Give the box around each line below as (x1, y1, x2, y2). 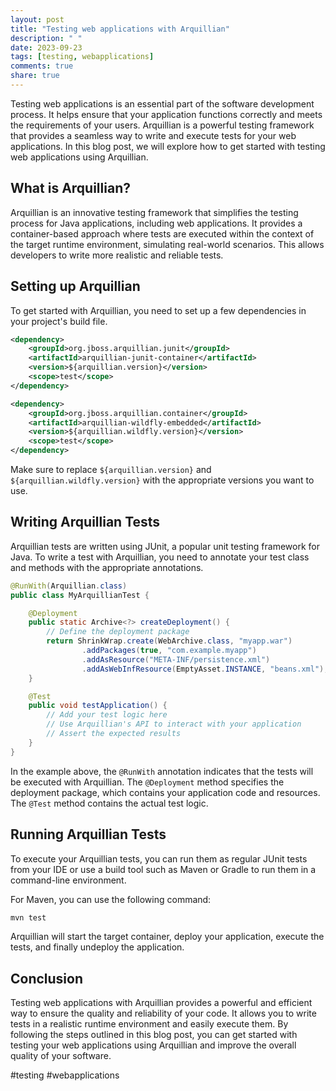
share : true (10, 71, 60, 81)
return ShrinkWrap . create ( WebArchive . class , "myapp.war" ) (46, 636, 293, 646)
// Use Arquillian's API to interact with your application (46, 719, 302, 730)
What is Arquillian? (10, 180, 131, 197)
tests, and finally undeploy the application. (10, 941, 185, 953)
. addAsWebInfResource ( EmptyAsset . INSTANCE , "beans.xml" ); (81, 664, 329, 674)
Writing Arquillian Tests (10, 514, 161, 531)
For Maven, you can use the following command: (10, 893, 212, 905)
